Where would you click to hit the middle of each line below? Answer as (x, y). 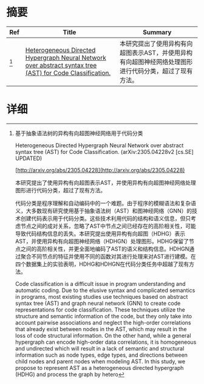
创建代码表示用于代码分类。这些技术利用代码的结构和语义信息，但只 (106, 218)
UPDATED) (29, 158)
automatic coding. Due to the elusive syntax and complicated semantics (105, 290)
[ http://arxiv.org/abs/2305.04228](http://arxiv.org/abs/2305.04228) (100, 170)
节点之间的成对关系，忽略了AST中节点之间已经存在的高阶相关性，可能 (108, 226)
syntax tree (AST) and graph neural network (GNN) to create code (98, 303)
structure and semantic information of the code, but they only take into (104, 316)
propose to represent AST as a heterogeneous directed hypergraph (99, 368)
